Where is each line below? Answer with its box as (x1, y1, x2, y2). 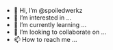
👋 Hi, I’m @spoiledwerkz (13, 7, 83, 14)
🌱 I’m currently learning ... (13, 21, 87, 28)
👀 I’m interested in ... (13, 14, 72, 22)
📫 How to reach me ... (13, 36, 77, 43)
